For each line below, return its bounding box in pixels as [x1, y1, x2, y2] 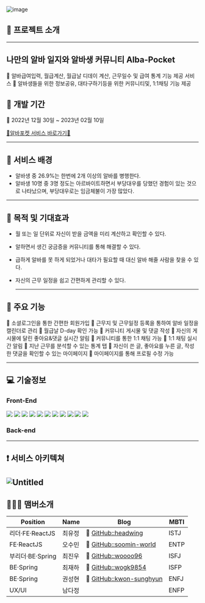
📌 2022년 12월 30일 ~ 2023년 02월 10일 [6, 117, 104, 124]
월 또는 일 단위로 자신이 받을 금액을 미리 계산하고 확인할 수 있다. [15, 230, 167, 237]
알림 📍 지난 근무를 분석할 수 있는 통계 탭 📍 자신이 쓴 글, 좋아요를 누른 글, [12, 342, 183, 349]
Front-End [6, 397, 37, 405]
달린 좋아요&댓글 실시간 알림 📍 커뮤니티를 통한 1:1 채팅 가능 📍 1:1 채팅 [22, 334, 186, 342]
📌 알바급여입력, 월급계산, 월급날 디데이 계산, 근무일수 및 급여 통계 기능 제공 [6, 72, 184, 79]
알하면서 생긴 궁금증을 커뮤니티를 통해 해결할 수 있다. [15, 243, 141, 250]
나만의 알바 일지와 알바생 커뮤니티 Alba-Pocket [6, 55, 176, 65]
